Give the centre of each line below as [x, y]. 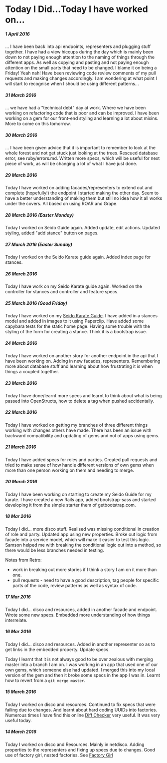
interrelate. [16, 620]
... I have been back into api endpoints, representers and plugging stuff [78, 46]
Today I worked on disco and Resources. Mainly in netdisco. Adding [75, 744]
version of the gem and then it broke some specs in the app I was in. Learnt [83, 675]
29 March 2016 [21, 175]
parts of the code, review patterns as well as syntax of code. [75, 585]
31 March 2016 [21, 95]
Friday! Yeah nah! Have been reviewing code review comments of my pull [81, 73]
